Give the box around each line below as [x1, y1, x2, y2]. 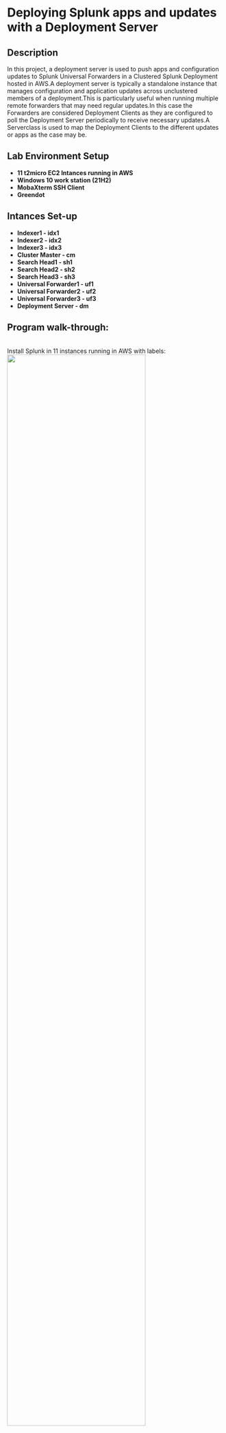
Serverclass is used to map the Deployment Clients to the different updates [7, 124, 219, 131]
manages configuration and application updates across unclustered [7, 87, 198, 95]
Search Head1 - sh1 [16, 257, 73, 266]
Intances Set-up [7, 211, 77, 222]
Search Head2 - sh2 [16, 265, 75, 273]
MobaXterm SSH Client [16, 183, 85, 192]
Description [7, 47, 58, 58]
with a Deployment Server [7, 19, 159, 35]
